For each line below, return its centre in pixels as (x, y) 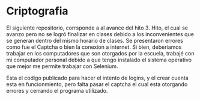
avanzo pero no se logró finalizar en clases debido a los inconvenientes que (100, 34)
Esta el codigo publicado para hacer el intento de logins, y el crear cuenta (98, 78)
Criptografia (37, 11)
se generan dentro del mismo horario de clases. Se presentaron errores (95, 40)
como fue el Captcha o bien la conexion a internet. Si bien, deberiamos (94, 47)
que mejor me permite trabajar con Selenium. (62, 66)
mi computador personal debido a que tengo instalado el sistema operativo (99, 60)
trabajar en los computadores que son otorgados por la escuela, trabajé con (100, 53)
